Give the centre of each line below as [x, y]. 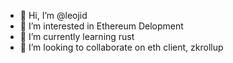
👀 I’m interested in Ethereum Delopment [101, 26]
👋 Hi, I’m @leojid [53, 15]
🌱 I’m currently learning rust [77, 36]
